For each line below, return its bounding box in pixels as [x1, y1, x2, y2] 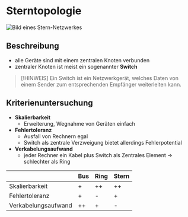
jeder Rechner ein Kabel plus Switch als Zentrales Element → [23, 151, 173, 158]
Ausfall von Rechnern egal [23, 132, 88, 140]
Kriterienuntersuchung [6, 98, 93, 108]
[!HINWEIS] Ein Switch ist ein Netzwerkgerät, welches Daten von [20, 74, 179, 81]
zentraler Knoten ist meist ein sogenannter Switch [14, 63, 138, 70]
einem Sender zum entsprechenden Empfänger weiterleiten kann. [20, 81, 182, 88]
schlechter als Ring [23, 158, 71, 165]
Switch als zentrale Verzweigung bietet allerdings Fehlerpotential [23, 139, 182, 146]
